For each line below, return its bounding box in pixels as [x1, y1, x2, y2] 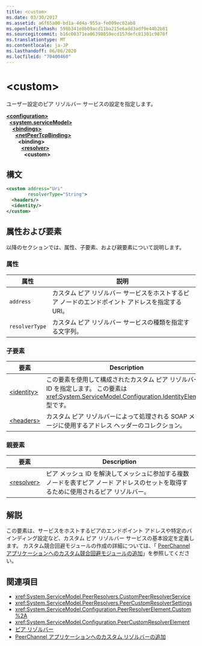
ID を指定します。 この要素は [46, 385, 127, 393]
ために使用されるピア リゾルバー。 [52, 488, 150, 496]
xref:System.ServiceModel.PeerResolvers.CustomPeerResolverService [14, 593, 191, 600]
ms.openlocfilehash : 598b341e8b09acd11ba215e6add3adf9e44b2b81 [6, 25, 168, 32]
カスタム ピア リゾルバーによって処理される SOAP [46, 412, 188, 421]
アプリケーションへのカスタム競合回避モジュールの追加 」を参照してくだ [6, 550, 185, 557]
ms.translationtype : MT [6, 37, 66, 43]
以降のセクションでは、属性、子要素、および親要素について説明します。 [6, 243, 185, 250]
